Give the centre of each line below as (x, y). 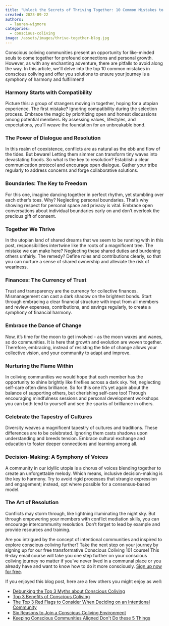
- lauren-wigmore (28, 24)
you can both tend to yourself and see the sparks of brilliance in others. (79, 403)
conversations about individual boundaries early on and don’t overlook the (82, 211)
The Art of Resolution (32, 502)
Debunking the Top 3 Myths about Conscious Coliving (69, 591)
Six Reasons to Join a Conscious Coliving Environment (69, 612)
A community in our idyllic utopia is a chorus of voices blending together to (83, 468)
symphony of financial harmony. (39, 312)
